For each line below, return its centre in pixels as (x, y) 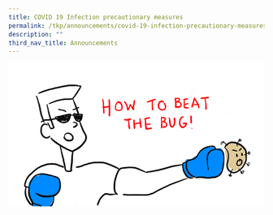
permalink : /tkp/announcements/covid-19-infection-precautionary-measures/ (139, 26)
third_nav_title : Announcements (63, 43)
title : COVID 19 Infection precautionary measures (96, 17)
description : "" (36, 34)
